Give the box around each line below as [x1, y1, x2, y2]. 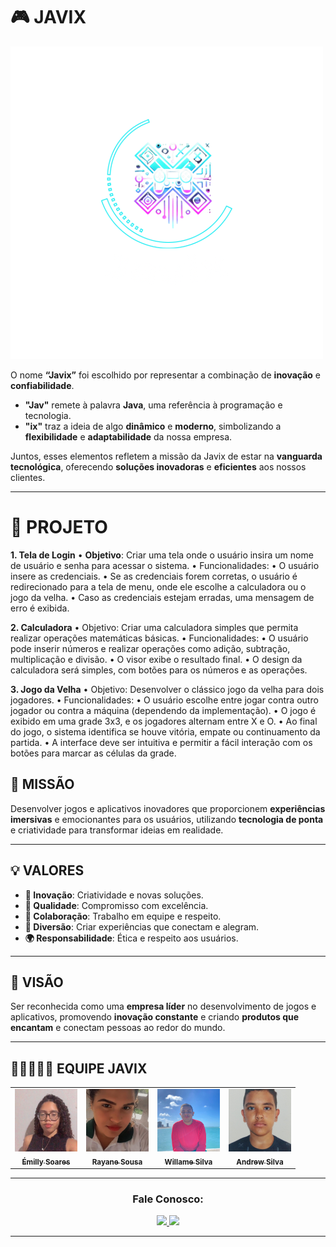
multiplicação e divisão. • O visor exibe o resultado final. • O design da [10, 653, 303, 665]
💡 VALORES [10, 862, 85, 879]
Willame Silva [164, 1157, 213, 1167]
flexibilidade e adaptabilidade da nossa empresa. [24, 430, 233, 443]
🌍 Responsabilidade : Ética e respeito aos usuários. [24, 932, 239, 944]
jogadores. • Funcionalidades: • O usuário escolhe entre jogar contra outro [10, 694, 319, 706]
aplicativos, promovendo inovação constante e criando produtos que [10, 1011, 300, 1023]
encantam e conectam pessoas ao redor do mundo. [10, 1022, 226, 1034]
